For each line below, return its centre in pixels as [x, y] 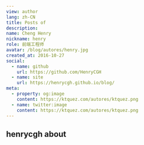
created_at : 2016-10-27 [35, 55]
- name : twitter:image [39, 105]
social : [16, 61]
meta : [13, 88]
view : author [22, 11]
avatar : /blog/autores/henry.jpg [47, 50]
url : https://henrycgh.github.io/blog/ [66, 83]
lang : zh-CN [21, 17]
